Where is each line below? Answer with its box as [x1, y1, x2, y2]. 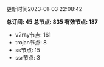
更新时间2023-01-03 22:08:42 [6, 5, 83, 12]
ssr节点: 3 [15, 54, 41, 61]
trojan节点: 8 [15, 39, 47, 46]
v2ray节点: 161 [15, 31, 52, 38]
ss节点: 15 [15, 46, 41, 54]
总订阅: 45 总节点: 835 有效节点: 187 [6, 18, 99, 26]
